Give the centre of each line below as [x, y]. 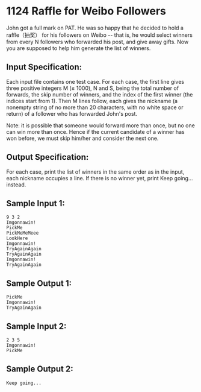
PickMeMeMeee [23, 233]
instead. [16, 185]
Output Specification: [48, 157]
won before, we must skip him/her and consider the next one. [82, 138]
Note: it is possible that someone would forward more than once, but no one [101, 125]
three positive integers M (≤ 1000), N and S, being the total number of [93, 88]
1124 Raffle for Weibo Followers [86, 11]
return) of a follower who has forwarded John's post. [72, 113]
